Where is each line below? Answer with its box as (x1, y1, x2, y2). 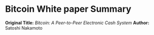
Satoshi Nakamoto (5, 25, 43, 31)
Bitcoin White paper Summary (5, 3, 132, 15)
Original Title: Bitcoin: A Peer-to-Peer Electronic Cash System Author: (5, 20, 150, 26)
